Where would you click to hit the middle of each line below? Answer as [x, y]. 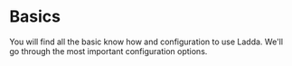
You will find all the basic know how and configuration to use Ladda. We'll [146, 42]
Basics [35, 17]
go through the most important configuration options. [108, 51]
